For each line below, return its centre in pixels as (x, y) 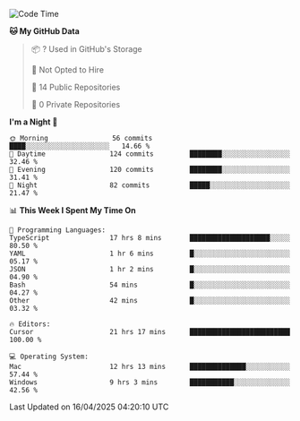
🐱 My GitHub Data (45, 31)
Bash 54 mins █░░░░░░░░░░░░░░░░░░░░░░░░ (150, 285)
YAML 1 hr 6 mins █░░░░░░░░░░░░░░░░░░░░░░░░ (150, 253)
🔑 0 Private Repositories (76, 104)
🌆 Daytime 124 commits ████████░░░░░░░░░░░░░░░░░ (150, 154)
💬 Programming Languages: (57, 230)
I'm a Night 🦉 (34, 122)
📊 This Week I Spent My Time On (73, 210)
